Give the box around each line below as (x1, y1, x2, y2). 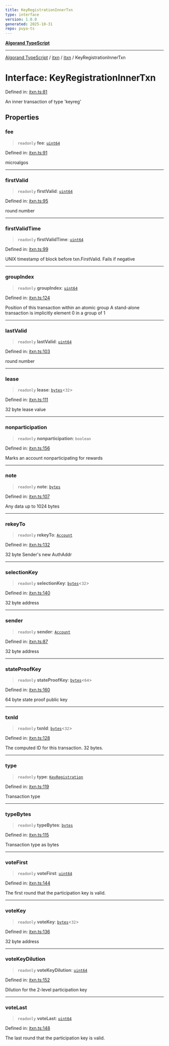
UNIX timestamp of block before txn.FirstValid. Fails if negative (5, 256, 135, 262)
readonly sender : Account (17, 629, 70, 635)
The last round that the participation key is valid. (5, 1035, 105, 1041)
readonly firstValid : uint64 (17, 188, 73, 194)
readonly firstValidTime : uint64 (17, 237, 84, 243)
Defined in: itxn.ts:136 (5, 928, 50, 934)
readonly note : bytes (17, 483, 61, 489)
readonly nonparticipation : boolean (17, 435, 92, 442)
